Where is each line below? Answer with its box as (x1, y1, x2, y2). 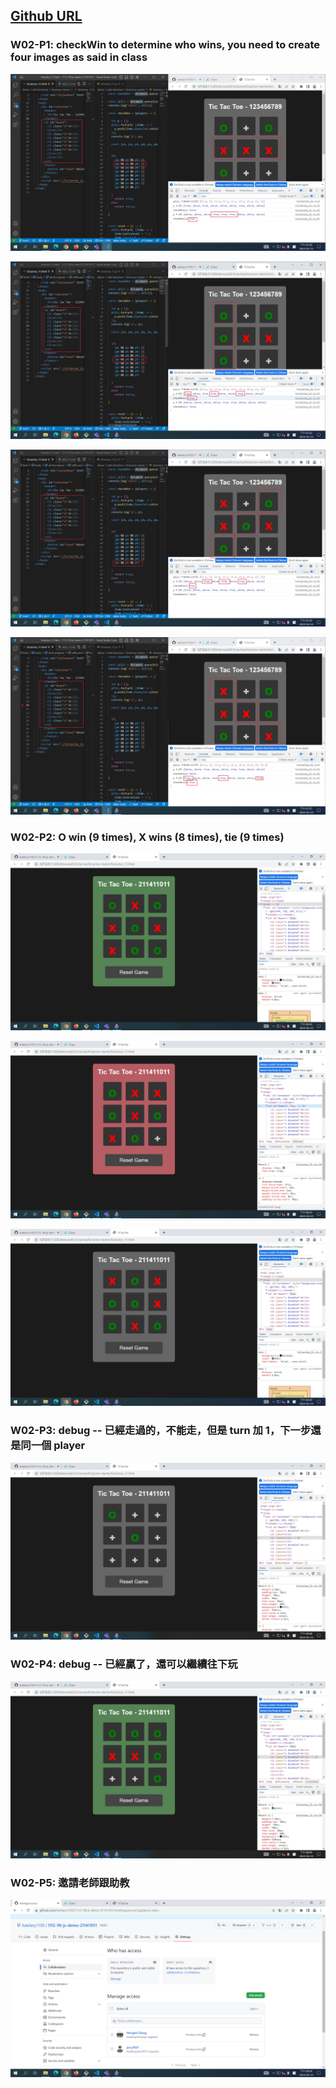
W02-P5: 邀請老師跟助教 (10, 1876, 130, 1889)
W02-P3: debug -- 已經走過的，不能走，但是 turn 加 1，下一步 (10, 1424, 312, 1438)
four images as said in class (10, 50, 148, 64)
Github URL (10, 8, 83, 25)
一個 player (30, 1439, 86, 1453)
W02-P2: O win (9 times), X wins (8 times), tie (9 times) (10, 830, 285, 844)
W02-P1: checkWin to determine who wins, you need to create (10, 38, 321, 52)
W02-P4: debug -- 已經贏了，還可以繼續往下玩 (10, 1657, 238, 1671)
